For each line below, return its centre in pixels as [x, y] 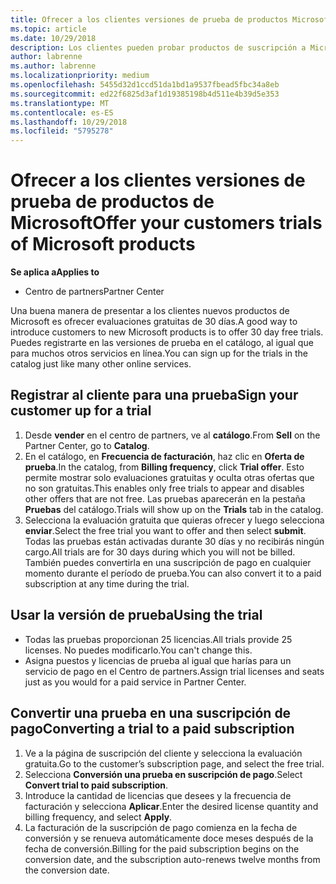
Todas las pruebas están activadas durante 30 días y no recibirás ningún [174, 541]
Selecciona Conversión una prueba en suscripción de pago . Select [163, 774]
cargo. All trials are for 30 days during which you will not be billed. [160, 552]
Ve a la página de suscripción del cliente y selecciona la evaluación [163, 753]
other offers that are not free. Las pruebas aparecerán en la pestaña [165, 498]
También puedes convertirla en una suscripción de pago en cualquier [168, 562]
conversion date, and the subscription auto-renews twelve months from [172, 859]
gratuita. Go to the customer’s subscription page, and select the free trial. [174, 763]
